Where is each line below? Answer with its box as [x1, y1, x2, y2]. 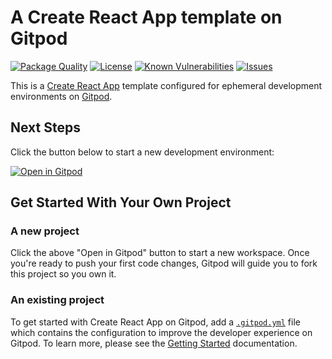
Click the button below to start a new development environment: [10, 146, 275, 158]
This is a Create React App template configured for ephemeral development [10, 79, 323, 91]
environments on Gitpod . [10, 90, 113, 102]
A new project [10, 224, 80, 238]
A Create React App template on [10, 6, 283, 29]
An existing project [10, 293, 105, 307]
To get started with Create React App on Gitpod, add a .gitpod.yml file [10, 316, 301, 328]
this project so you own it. [10, 268, 117, 280]
